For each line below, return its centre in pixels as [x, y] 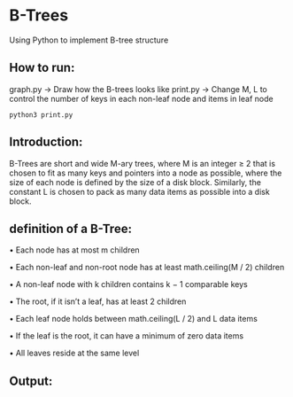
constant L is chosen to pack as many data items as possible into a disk [139, 191]
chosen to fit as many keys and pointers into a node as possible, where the [146, 173]
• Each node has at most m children [74, 250]
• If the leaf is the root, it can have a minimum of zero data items [127, 336]
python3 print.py [41, 115]
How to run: [42, 68]
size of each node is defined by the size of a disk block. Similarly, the [135, 182]
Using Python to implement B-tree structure [89, 40]
